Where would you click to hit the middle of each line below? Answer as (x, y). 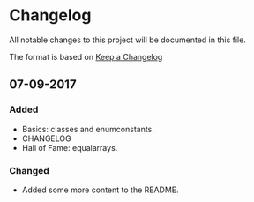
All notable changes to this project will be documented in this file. (128, 40)
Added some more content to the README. (100, 190)
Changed (30, 170)
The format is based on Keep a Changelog (86, 56)
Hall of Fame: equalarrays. (70, 147)
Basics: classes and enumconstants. (88, 129)
